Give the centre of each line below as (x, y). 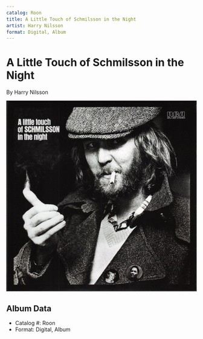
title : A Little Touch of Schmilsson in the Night (71, 19)
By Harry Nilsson (27, 92)
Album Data (29, 308)
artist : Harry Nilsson (35, 25)
